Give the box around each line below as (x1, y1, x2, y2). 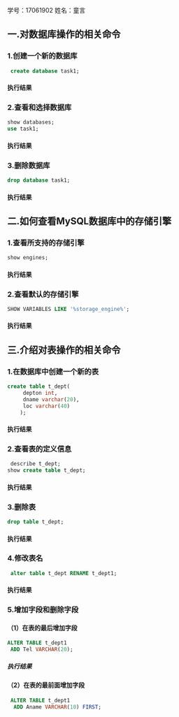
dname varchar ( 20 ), (22, 396, 80, 403)
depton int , (22, 390, 58, 397)
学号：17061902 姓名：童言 (7, 6, 86, 14)
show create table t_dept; (7, 467, 86, 474)
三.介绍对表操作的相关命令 (7, 344, 121, 356)
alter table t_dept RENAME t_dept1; (10, 570, 117, 577)
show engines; (7, 254, 49, 261)
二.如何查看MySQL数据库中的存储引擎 (7, 215, 172, 227)
